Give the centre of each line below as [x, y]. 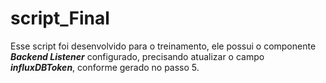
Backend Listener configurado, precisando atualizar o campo [137, 56]
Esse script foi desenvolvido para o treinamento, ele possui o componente [163, 46]
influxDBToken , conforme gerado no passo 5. [105, 67]
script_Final [60, 18]
